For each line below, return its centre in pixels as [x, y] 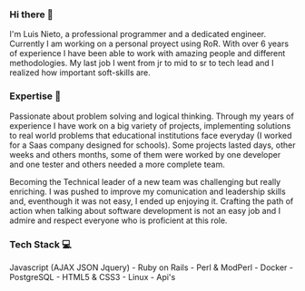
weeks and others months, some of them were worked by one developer [145, 154]
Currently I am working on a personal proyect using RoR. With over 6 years [149, 44]
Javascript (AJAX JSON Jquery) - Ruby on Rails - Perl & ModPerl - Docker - [151, 267]
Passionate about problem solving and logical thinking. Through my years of [152, 116]
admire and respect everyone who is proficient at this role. [118, 220]
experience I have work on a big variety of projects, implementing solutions [150, 125]
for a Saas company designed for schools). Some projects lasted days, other [152, 145]
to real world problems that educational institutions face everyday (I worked [151, 135]
